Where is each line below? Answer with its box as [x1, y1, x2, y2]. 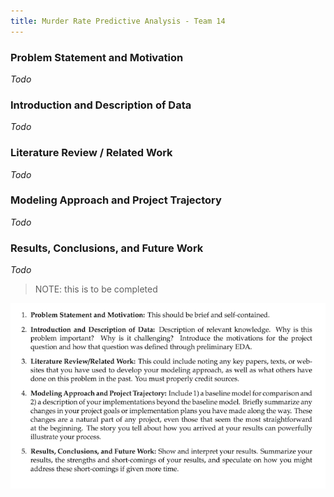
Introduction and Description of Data [10, 98, 192, 112]
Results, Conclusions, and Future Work [10, 241, 204, 255]
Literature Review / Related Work [10, 146, 173, 160]
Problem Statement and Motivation [10, 50, 184, 64]
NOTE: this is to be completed [34, 283, 158, 295]
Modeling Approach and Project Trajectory [10, 193, 222, 207]
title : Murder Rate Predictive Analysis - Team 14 [10, 16, 226, 26]
